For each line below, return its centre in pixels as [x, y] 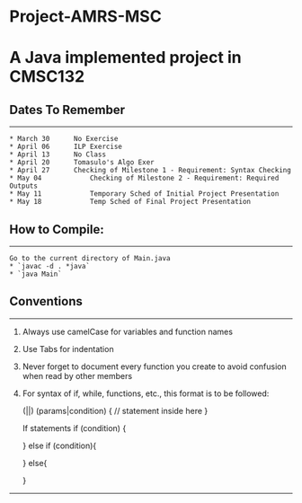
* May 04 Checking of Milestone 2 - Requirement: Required [144, 178]
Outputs [24, 186]
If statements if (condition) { [74, 428]
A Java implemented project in [125, 58]
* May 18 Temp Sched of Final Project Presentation [130, 202]
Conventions [46, 301]
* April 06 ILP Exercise [66, 147]
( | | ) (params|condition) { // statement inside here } [115, 410]
